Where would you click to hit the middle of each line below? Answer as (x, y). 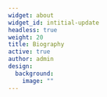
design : (21, 66)
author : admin (31, 59)
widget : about (31, 15)
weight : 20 (26, 37)
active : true (29, 52)
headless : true (33, 30)
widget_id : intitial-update (54, 23)
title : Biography (36, 45)
